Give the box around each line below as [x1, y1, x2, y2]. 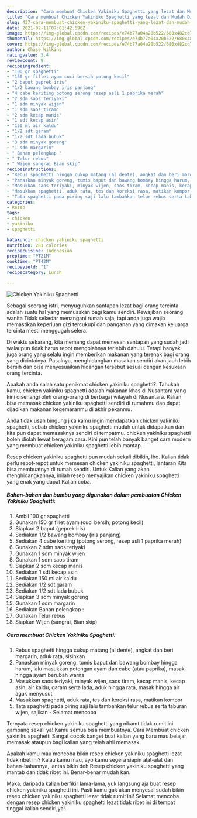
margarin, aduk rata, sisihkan [15, 652, 85, 659]
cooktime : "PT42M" [6, 259, 51, 265]
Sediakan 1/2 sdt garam [15, 581, 72, 588]
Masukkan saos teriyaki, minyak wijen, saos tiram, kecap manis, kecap [15, 677, 185, 684]
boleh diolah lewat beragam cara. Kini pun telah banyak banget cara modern [6, 436, 191, 443]
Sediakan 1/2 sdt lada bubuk [15, 587, 84, 594]
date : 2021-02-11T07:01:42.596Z [6, 25, 85, 31]
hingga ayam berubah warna [15, 671, 85, 678]
